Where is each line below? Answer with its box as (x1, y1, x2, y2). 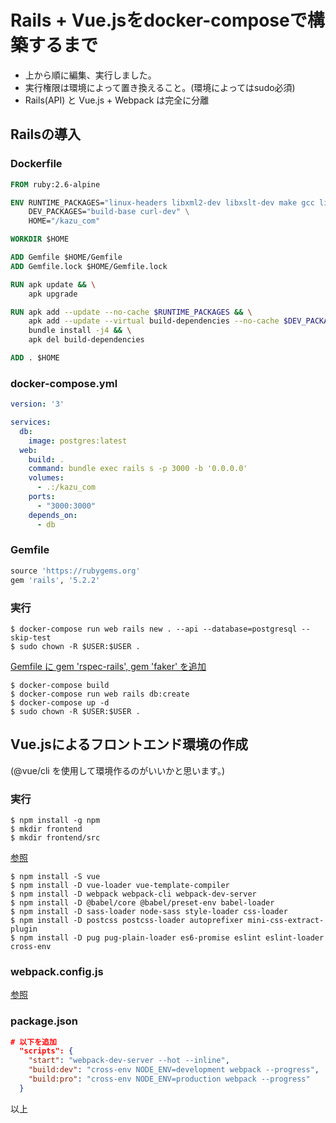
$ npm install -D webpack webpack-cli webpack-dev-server (10, 889, 257, 899)
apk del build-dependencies (28, 335, 145, 345)
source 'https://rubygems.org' (10, 566, 141, 576)
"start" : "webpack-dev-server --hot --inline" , (28, 1056, 230, 1066)
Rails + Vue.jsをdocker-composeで (10, 9, 308, 32)
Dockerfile (10, 157, 63, 171)
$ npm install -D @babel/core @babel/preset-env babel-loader (10, 898, 275, 908)
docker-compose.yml (10, 376, 118, 390)
